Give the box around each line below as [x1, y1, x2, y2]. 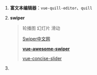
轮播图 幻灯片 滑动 [22, 25, 60, 31]
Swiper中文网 [22, 36, 50, 41]
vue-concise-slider [22, 55, 62, 61]
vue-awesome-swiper [22, 46, 70, 51]
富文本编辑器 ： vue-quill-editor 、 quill [9, 5, 92, 10]
